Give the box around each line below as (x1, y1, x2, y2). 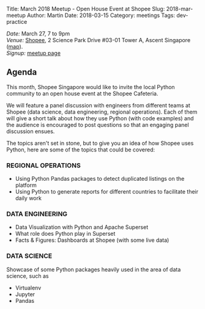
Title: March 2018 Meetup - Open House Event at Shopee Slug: (6, 5, 165, 12)
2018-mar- (166, 5, 193, 12)
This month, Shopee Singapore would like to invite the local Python (6, 83, 176, 90)
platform (15, 181, 37, 189)
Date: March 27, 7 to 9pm (6, 30, 70, 37)
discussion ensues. (6, 128, 55, 135)
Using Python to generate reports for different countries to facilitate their (15, 188, 199, 195)
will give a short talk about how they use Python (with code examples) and (6, 114, 194, 122)
